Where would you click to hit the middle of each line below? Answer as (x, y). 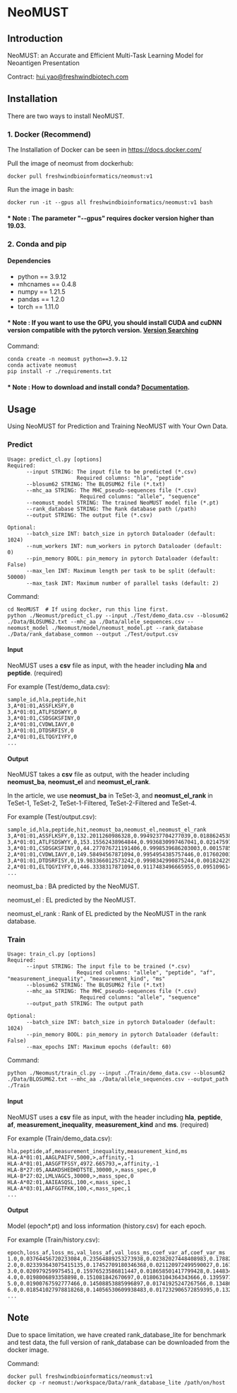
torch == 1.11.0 (38, 306)
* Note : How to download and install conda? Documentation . (99, 387)
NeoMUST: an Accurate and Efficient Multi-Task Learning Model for (105, 55)
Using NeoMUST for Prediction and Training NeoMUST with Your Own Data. (117, 426)
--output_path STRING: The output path (84, 1004)
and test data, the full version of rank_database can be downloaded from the (119, 1342)
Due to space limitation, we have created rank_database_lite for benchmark (117, 1334)
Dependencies (29, 261)
